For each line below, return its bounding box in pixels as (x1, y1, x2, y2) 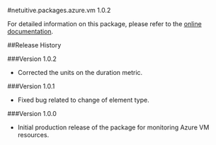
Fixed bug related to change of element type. (17, 95, 150, 104)
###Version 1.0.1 (7, 82, 55, 91)
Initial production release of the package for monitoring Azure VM (17, 123, 210, 132)
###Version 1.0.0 (7, 110, 57, 117)
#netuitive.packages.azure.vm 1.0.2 (7, 6, 111, 14)
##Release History (7, 41, 62, 49)
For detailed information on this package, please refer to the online (7, 20, 202, 28)
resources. (17, 131, 50, 139)
